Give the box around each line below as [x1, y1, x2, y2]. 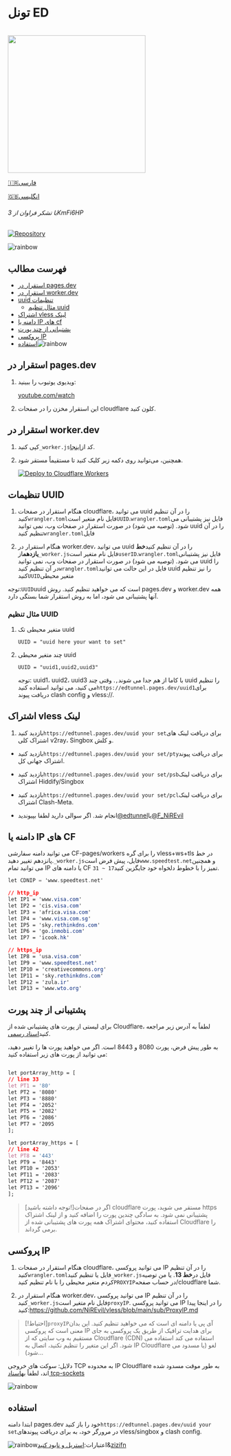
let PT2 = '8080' [8, 1088, 58, 1096]
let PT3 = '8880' [8, 1095, 58, 1102]
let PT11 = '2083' [8, 1171, 60, 1178]
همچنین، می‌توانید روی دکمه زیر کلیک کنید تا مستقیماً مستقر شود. [17, 456, 184, 464]
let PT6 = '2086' [8, 1114, 58, 1121]
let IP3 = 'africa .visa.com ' [8, 909, 91, 916]
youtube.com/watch [17, 390, 75, 399]
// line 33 [8, 1076, 39, 1083]
